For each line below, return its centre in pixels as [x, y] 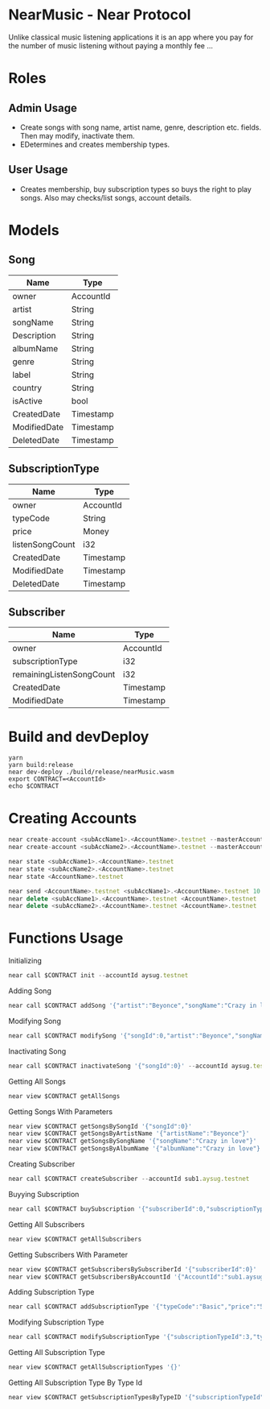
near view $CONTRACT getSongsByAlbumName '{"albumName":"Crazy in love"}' [136, 1149]
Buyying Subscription [44, 1194]
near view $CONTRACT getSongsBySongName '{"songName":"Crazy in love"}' [133, 1142]
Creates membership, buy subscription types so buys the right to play [135, 189]
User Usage [38, 170]
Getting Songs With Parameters [61, 1111]
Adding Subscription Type [51, 1292]
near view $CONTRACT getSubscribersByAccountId [90, 1277]
